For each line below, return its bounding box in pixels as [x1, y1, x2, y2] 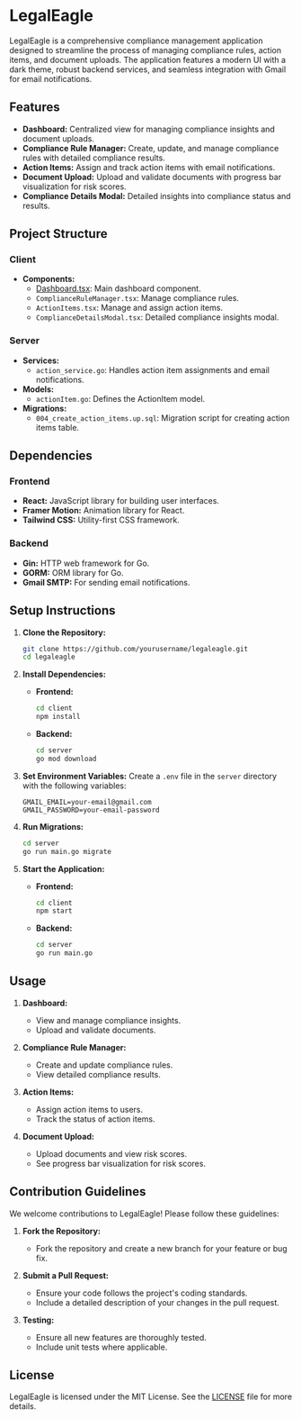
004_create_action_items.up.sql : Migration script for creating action [35, 412, 290, 423]
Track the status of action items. [35, 1114, 155, 1124]
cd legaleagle [22, 652, 75, 662]
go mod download [35, 754, 97, 763]
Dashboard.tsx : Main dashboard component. [35, 283, 201, 294]
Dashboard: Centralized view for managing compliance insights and [22, 123, 276, 134]
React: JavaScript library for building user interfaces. [22, 496, 220, 506]
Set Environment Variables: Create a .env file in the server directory [22, 770, 277, 781]
